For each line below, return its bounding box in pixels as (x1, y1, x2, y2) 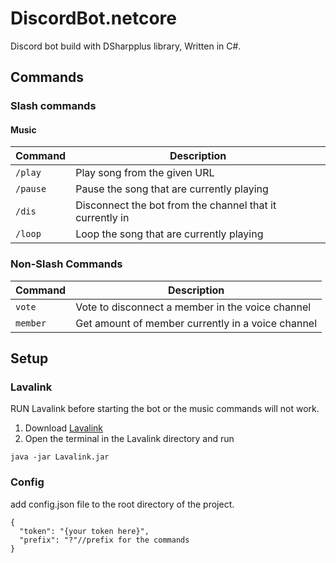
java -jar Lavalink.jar (10, 452, 110, 462)
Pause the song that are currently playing (75, 182, 269, 196)
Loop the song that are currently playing (75, 227, 264, 241)
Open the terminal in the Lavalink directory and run (24, 433, 235, 445)
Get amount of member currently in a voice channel (75, 316, 318, 330)
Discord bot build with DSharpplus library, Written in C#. (10, 40, 242, 52)
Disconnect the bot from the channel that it (75, 198, 277, 212)
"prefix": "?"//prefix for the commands (19, 535, 190, 545)
